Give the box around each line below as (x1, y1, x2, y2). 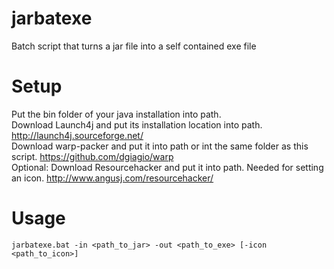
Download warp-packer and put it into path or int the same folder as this (11, 140, 309, 152)
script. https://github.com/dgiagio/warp (11, 150, 174, 162)
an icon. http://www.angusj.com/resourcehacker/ (11, 172, 214, 184)
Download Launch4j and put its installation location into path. (11, 118, 263, 131)
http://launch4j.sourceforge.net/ (11, 129, 144, 141)
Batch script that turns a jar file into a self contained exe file (11, 40, 257, 52)
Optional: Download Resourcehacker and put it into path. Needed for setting (11, 161, 324, 173)
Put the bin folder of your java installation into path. (11, 108, 222, 120)
